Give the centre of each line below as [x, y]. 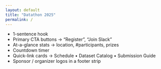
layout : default [22, 10]
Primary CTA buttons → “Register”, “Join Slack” [62, 39]
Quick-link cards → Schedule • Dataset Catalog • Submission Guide [84, 56]
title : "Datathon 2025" [31, 15]
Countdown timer [31, 50]
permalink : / [19, 19]
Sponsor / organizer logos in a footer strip [57, 61]
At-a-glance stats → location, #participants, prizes [66, 45]
